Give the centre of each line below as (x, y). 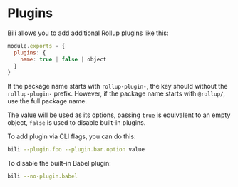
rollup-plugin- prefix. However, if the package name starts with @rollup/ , (117, 93)
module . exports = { (36, 46)
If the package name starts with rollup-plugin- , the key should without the (118, 86)
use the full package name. (47, 101)
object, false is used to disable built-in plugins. (77, 123)
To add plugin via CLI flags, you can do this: (72, 136)
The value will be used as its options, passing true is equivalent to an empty (119, 115)
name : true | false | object (63, 59)
